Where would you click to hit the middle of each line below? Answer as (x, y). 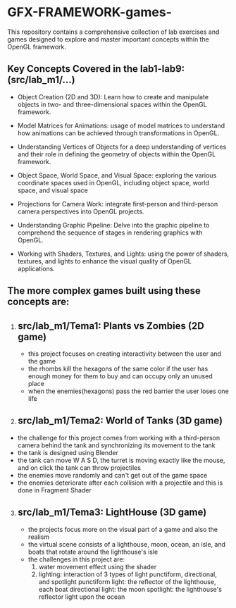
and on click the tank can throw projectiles (79, 467)
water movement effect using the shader (98, 566)
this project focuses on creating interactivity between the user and (125, 354)
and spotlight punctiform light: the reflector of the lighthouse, (127, 581)
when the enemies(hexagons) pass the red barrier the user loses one (128, 391)
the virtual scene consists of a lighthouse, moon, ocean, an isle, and (127, 544)
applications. (36, 268)
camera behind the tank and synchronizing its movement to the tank (117, 445)
